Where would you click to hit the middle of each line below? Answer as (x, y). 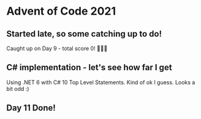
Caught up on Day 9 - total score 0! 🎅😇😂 (57, 48)
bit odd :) (18, 88)
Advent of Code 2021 (61, 11)
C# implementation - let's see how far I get (89, 67)
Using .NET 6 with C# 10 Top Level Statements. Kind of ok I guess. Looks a (101, 82)
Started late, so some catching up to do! (84, 34)
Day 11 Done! (31, 108)
